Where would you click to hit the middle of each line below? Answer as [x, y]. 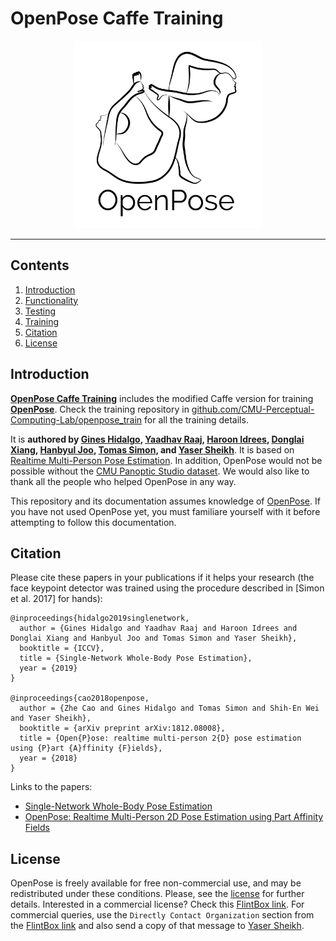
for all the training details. [196, 419]
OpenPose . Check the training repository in [100, 409]
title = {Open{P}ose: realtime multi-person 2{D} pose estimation [160, 738]
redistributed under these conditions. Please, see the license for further [157, 894]
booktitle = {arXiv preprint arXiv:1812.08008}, [122, 728]
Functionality [51, 300]
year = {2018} [48, 758]
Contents [40, 265]
